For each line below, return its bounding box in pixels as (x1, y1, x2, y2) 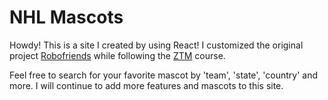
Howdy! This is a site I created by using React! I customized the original (9, 39, 304, 51)
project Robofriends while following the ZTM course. (9, 49, 226, 61)
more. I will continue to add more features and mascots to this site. (9, 79, 284, 91)
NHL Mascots (9, 6, 124, 29)
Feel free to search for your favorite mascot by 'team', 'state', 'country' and (9, 69, 319, 81)
